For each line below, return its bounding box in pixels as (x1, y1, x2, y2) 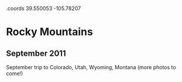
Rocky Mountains (6, 26, 94, 38)
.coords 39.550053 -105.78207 (6, 5, 81, 12)
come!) (6, 70, 23, 77)
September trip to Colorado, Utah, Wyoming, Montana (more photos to (6, 64, 177, 70)
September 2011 (6, 48, 66, 58)
